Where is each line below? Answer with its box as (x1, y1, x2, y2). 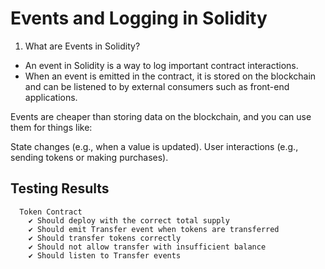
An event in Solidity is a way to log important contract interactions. (24, 59, 299, 71)
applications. (24, 91, 78, 103)
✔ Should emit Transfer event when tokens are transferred (28, 224, 280, 234)
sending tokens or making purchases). (10, 151, 169, 163)
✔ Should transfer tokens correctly (28, 233, 182, 243)
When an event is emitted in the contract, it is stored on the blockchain (24, 70, 317, 82)
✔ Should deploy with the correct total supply (28, 215, 230, 226)
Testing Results (10, 180, 110, 197)
